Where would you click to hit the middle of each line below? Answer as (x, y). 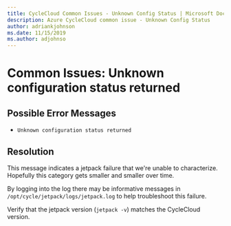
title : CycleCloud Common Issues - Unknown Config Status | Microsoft (110, 13)
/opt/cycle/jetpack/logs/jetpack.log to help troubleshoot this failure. (107, 196)
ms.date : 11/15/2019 (37, 33)
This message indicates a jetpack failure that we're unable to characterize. (112, 168)
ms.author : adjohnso (37, 39)
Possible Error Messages (62, 113)
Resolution (31, 151)
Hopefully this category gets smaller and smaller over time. (91, 175)
